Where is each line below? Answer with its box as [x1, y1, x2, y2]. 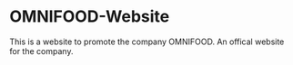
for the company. [9, 45, 74, 56]
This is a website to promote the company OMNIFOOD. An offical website [9, 36, 285, 47]
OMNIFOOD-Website [9, 6, 170, 27]
